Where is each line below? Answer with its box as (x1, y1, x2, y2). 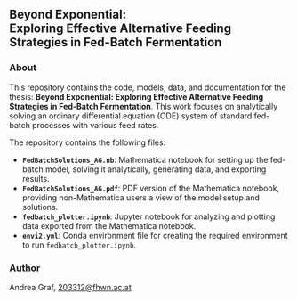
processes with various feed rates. (32, 119, 159, 130)
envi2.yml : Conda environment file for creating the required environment (21, 230, 288, 240)
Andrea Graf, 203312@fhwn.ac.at (9, 281, 132, 292)
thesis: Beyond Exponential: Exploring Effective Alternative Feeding (9, 91, 264, 102)
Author (9, 262, 41, 274)
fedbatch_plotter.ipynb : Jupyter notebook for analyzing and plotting (21, 211, 276, 222)
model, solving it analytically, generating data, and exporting (45, 164, 267, 175)
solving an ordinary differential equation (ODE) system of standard (9, 110, 253, 121)
